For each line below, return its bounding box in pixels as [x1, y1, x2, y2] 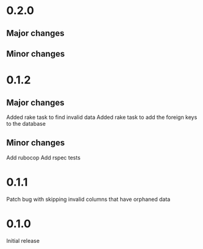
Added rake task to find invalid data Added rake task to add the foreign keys [6, 114, 198, 121]
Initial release [6, 237, 40, 244]
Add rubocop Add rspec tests [6, 154, 81, 161]
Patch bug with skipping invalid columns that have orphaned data [6, 195, 171, 203]
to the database [6, 120, 46, 127]
